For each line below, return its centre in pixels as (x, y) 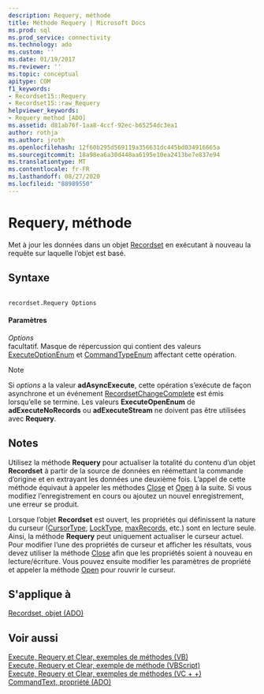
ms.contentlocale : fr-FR (49, 169)
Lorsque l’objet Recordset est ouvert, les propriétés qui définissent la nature (132, 519)
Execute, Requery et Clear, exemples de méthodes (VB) (99, 657)
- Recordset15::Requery (47, 96)
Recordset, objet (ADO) (46, 613)
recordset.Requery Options (52, 303)
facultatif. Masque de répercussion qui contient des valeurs (105, 346)
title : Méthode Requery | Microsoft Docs (77, 23)
